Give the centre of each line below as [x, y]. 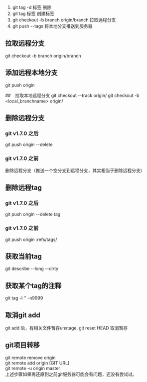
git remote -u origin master [33, 368]
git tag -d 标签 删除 [32, 7]
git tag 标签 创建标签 [33, 13]
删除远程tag [24, 187]
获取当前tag [24, 256]
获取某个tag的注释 [33, 286]
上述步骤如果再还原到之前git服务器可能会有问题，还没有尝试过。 [71, 374]
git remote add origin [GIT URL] [37, 363]
